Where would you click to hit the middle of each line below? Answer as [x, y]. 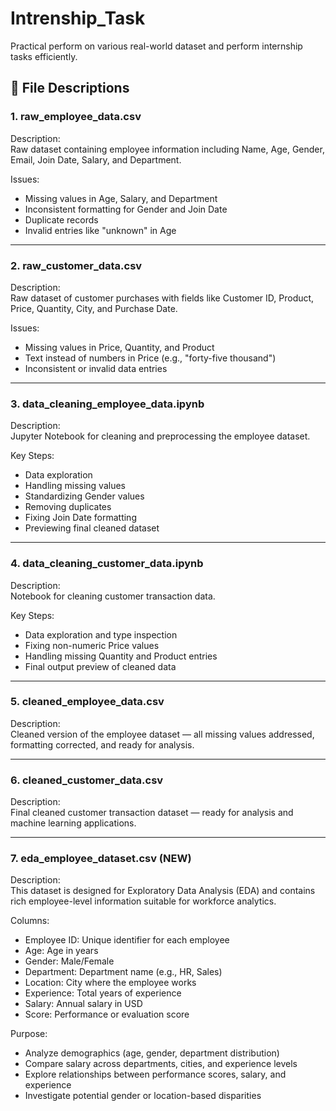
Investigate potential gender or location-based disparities [143, 1096]
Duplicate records [61, 219]
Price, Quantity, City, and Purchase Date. [94, 308]
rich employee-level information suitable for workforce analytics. [143, 901]
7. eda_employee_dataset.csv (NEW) [101, 859]
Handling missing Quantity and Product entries [121, 656]
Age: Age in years [61, 951]
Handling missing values [75, 486]
